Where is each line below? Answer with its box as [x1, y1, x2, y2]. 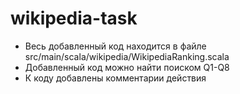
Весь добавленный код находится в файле [24, 40, 207, 52]
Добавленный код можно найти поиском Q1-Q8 [24, 61, 230, 73]
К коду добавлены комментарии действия [24, 72, 207, 84]
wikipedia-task [10, 7, 138, 30]
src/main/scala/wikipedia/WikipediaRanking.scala [24, 50, 230, 62]
